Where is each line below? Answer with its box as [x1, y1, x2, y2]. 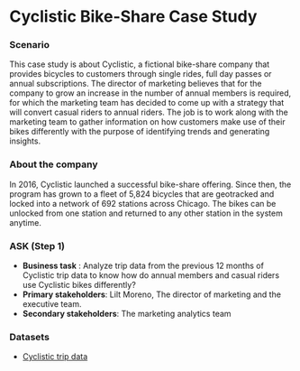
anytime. [9, 217, 42, 227]
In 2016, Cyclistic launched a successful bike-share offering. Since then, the [9, 179, 292, 190]
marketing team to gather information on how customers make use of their [9, 116, 286, 127]
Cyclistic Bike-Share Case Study [9, 6, 258, 27]
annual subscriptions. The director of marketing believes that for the [9, 79, 263, 89]
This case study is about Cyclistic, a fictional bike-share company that [9, 59, 270, 70]
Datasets [9, 331, 50, 343]
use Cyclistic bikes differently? [22, 280, 137, 291]
